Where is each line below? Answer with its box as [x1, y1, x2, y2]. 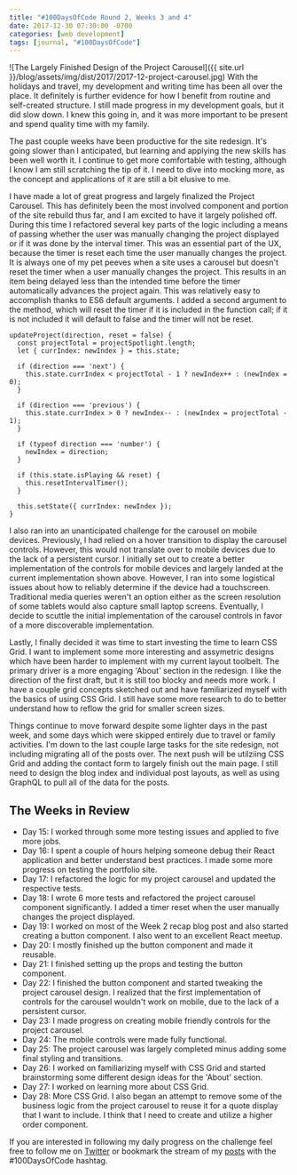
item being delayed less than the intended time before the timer [9, 276, 241, 287]
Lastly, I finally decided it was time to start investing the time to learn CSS [9, 637, 277, 648]
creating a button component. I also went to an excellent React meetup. [21, 931, 284, 941]
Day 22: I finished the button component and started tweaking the [21, 978, 263, 988]
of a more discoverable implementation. [9, 619, 155, 631]
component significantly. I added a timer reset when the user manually [21, 902, 280, 913]
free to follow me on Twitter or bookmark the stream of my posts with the [9, 1146, 277, 1156]
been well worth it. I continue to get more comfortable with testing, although [9, 155, 287, 165]
